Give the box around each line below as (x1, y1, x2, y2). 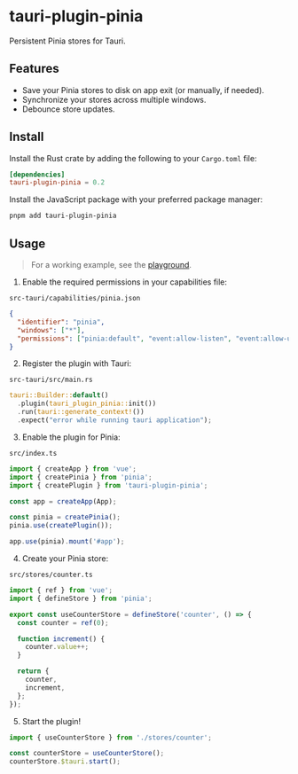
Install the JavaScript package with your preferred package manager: (9, 194, 263, 205)
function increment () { (17, 634, 105, 644)
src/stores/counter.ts (9, 570, 93, 579)
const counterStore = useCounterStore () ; (9, 749, 165, 758)
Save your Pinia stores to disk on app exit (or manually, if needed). (21, 84, 264, 95)
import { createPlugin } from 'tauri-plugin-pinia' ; (9, 481, 208, 489)
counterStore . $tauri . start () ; (9, 757, 122, 766)
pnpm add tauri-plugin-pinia (9, 211, 117, 221)
